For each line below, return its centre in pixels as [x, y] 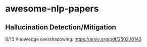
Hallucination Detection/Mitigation [61, 27]
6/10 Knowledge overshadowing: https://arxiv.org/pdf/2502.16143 [73, 39]
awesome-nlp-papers [52, 9]
